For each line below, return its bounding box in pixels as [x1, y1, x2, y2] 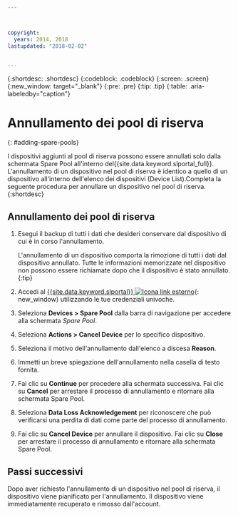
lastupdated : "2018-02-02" [7, 42, 88, 50]
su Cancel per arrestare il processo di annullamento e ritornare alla [17, 387, 215, 396]
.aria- [188, 82, 205, 91]
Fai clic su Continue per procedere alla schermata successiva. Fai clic [17, 379, 224, 388]
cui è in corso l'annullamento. [17, 237, 105, 246]
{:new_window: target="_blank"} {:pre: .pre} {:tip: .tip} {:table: [7, 82, 187, 91]
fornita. [17, 365, 39, 374]
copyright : [7, 29, 40, 36]
